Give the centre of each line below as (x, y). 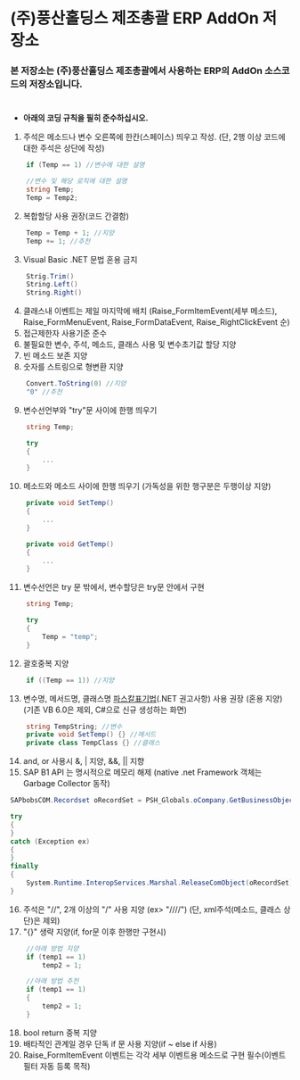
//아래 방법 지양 (53, 948)
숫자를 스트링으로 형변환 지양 (73, 367)
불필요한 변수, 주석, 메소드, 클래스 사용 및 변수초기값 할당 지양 (130, 345)
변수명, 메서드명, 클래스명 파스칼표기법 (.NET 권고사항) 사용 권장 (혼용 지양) (153, 698)
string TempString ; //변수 (74, 727)
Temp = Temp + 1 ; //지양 (70, 233)
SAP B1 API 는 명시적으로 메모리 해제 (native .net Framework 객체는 (142, 772)
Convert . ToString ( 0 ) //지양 (77, 384)
